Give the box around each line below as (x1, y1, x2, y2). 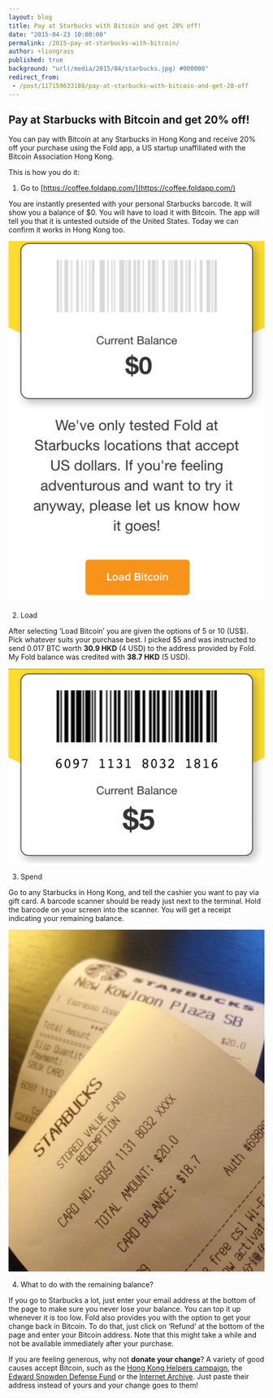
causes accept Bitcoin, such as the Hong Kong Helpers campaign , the (8, 1363, 243, 1373)
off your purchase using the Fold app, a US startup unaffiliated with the (8, 143, 246, 153)
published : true (8, 56, 63, 64)
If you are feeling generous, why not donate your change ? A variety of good (8, 1355, 265, 1365)
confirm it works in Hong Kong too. (8, 225, 126, 235)
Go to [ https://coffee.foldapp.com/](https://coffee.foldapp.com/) (19, 183, 236, 193)
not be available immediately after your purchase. (8, 1339, 175, 1348)
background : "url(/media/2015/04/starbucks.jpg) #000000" (8, 65, 209, 73)
